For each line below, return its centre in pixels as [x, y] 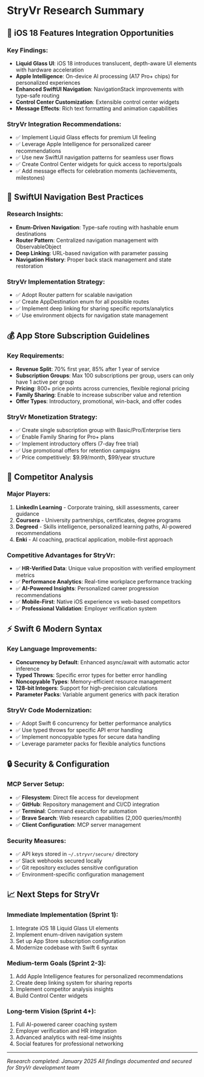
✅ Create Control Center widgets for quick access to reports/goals [99, 164]
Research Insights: [35, 214]
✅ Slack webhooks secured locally [59, 861]
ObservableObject [38, 247]
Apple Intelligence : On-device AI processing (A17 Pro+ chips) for [97, 76]
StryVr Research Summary [76, 11]
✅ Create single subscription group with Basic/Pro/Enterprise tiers [98, 430]
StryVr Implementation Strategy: [56, 281]
